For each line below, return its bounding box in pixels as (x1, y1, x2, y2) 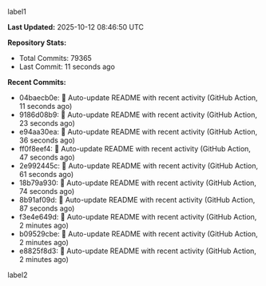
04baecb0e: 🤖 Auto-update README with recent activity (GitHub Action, (18, 93, 258, 103)
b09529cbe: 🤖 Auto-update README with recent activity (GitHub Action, (18, 229, 259, 239)
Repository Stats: (7, 38, 67, 47)
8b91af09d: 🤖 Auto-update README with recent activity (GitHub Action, (18, 195, 256, 204)
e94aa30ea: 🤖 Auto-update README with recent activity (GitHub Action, (18, 127, 257, 136)
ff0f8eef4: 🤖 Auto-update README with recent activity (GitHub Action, (18, 144, 251, 153)
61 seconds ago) (18, 170, 74, 179)
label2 (7, 270, 28, 280)
